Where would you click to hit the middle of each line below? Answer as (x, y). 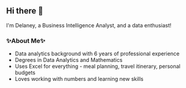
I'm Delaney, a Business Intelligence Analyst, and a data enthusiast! (89, 25)
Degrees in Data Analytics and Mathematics (69, 60)
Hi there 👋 (25, 11)
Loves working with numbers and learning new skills (79, 79)
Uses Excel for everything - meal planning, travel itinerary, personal (97, 67)
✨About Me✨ (26, 40)
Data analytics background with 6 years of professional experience (97, 54)
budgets (25, 73)
